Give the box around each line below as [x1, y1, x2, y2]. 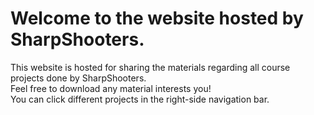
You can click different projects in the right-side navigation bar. [10, 93, 270, 105]
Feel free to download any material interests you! [10, 82, 212, 94]
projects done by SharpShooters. [10, 72, 147, 84]
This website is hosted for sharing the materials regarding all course [10, 61, 291, 73]
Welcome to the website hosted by [10, 7, 304, 30]
